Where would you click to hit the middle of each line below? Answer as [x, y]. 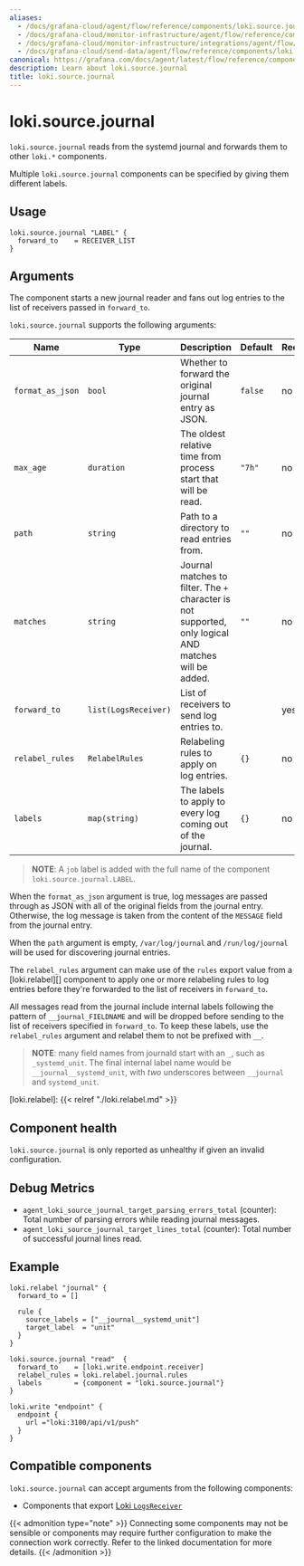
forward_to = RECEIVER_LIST [76, 241]
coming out [204, 825]
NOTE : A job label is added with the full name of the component [151, 869]
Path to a [199, 517]
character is [205, 599]
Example [34, 1267]
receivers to [205, 704]
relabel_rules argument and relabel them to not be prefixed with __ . [137, 1036]
